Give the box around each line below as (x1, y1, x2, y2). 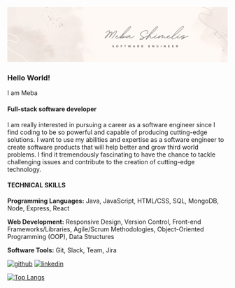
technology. (7, 165, 42, 173)
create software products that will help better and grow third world (7, 143, 199, 151)
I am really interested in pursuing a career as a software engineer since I (7, 120, 215, 129)
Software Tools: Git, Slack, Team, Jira (7, 245, 117, 254)
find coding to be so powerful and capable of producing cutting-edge (7, 128, 208, 136)
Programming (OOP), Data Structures (7, 232, 115, 240)
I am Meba (7, 89, 38, 97)
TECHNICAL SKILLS (7, 181, 66, 189)
